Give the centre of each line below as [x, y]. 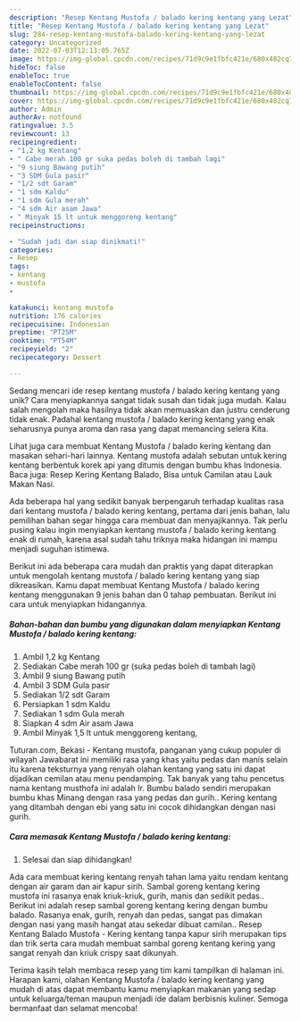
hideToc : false [37, 68]
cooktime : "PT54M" [43, 341]
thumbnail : [29, 92]
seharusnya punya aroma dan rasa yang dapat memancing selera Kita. [139, 428]
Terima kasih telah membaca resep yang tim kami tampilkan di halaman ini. [147, 970]
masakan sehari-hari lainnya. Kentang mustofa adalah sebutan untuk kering [148, 455]
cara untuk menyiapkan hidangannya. [78, 603]
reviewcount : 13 [39, 134]
